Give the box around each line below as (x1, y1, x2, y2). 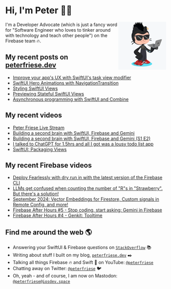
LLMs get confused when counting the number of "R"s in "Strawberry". (12, 185, 163, 191)
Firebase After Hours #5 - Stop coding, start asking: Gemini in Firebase (12, 207, 162, 213)
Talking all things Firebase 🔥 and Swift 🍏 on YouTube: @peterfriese (12, 259, 154, 266)
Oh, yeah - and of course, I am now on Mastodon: (12, 273, 117, 279)
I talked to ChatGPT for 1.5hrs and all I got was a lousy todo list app (12, 140, 154, 147)
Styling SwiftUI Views (12, 85, 58, 91)
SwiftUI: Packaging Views (12, 146, 67, 152)
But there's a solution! (12, 191, 59, 197)
